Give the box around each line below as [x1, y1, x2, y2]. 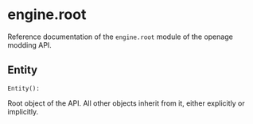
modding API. [7, 40, 53, 49]
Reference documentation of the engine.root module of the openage [7, 32, 234, 41]
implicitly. [7, 107, 39, 116]
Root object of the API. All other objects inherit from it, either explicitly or [7, 98, 245, 108]
